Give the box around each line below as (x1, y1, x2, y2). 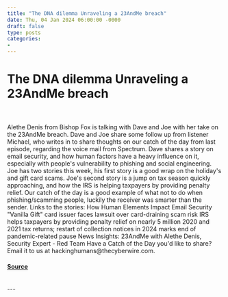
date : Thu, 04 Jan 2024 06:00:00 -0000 (7, 16, 121, 23)
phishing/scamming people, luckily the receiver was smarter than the (7, 196, 202, 204)
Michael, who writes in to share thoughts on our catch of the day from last (7, 138, 216, 146)
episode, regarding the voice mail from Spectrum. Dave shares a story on (7, 144, 214, 153)
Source (7, 262, 29, 270)
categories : (7, 36, 41, 42)
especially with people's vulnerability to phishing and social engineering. (7, 159, 212, 168)
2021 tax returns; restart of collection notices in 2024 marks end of (7, 224, 197, 233)
